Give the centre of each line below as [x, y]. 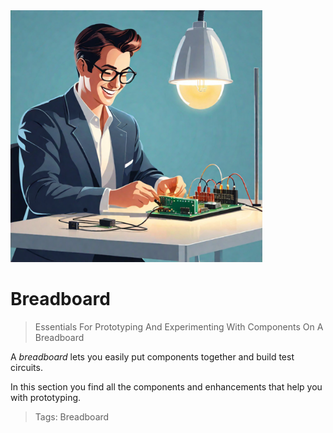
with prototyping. [46, 398]
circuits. [26, 368]
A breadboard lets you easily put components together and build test [152, 357]
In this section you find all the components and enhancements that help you [166, 387]
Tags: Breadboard [72, 417]
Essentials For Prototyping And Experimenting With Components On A [179, 327]
